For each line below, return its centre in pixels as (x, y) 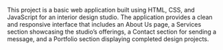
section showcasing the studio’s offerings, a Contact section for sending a (112, 32)
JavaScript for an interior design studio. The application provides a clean (110, 17)
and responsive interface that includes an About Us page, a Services (104, 24)
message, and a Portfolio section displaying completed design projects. (108, 39)
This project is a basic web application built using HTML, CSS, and (101, 10)
